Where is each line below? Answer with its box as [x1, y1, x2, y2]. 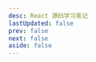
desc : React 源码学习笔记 [8, 11, 89, 20]
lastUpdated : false [8, 19, 74, 27]
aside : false [8, 42, 52, 50]
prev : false [8, 27, 48, 35]
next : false [8, 34, 48, 43]
